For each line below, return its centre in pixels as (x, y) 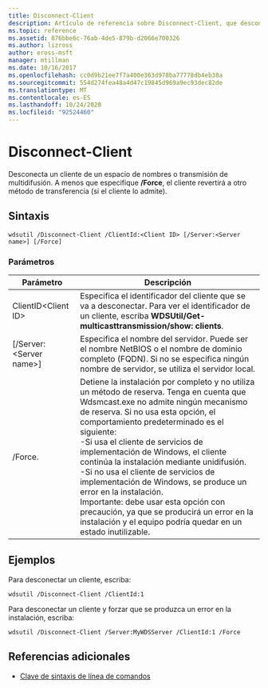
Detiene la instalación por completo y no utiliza (167, 382)
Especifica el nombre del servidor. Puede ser (164, 339)
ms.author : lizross (41, 46)
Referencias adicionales (69, 657)
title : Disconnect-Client (51, 16)
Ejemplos (32, 560)
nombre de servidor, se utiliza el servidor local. (167, 369)
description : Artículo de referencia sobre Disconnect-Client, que (123, 23)
